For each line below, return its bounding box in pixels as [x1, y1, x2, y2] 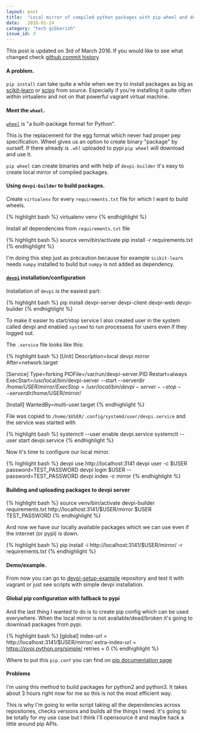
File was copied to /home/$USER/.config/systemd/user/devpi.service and [6, 412, 186, 420]
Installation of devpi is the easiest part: [6, 287, 101, 294]
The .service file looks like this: [6, 341, 84, 348]
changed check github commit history [6, 54, 99, 61]
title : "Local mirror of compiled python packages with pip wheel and [6, 14, 187, 20]
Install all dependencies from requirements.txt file [6, 225, 130, 232]
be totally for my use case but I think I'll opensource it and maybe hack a [6, 713, 185, 721]
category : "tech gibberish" [6, 25, 76, 32]
